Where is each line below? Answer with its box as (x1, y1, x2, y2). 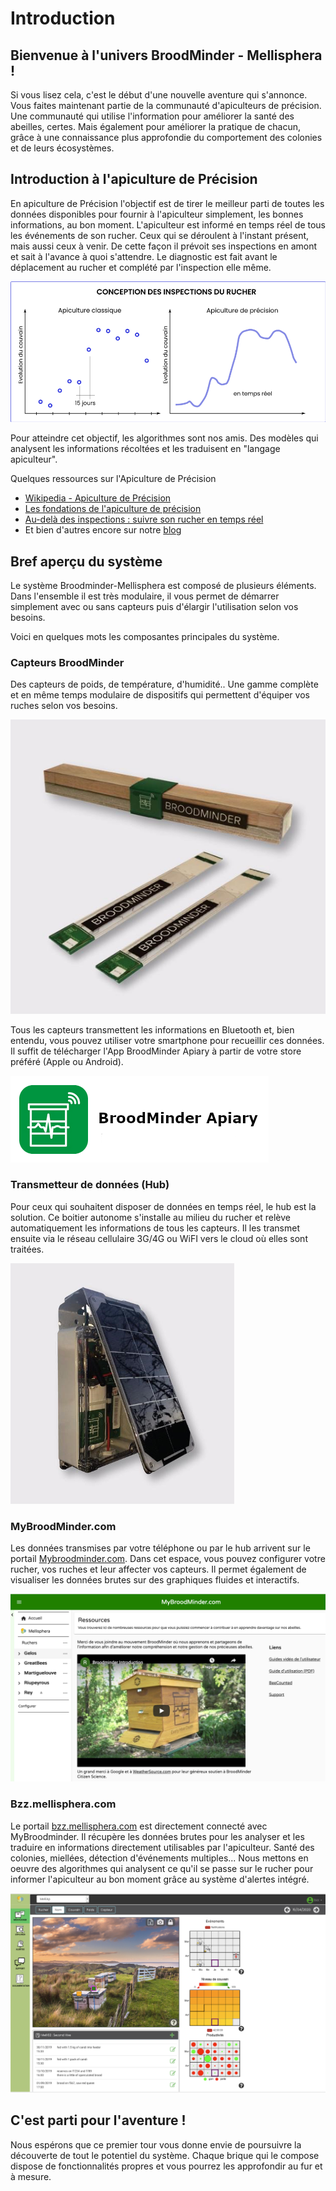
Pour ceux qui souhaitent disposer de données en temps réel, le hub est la (10, 1200, 317, 1212)
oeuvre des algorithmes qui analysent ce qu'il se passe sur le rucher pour (10, 1862, 314, 1874)
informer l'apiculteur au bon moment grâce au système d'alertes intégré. (10, 1873, 310, 1885)
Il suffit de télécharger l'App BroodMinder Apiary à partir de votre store (10, 1045, 302, 1057)
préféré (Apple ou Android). (10, 1055, 124, 1067)
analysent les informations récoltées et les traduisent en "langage (10, 443, 281, 455)
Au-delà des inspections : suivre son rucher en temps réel (24, 513, 264, 526)
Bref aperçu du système (10, 553, 163, 570)
